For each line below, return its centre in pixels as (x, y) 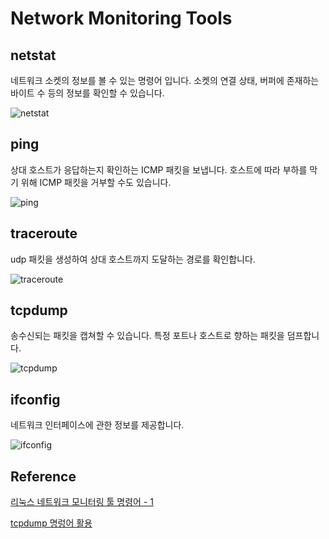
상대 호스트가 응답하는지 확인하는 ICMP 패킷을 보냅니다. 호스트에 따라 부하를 (159, 169)
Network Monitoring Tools (121, 18)
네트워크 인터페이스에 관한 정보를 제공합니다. (97, 425)
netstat (33, 55)
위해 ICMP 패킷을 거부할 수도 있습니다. (96, 182)
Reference (43, 476)
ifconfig (35, 399)
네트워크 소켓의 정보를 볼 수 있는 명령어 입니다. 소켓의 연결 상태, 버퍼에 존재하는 (165, 80)
